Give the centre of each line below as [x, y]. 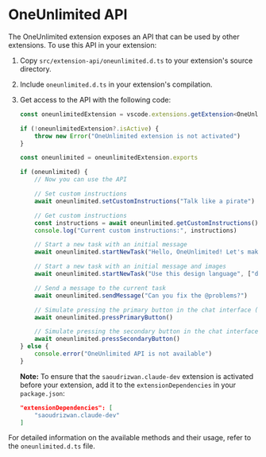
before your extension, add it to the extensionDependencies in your [128, 385]
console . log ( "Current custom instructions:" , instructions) [136, 230]
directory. [35, 68]
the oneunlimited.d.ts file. [52, 446]
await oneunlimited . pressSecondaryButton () [107, 339]
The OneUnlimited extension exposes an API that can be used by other [124, 37]
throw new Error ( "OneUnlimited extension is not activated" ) [137, 136]
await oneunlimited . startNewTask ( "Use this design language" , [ [143, 274]
